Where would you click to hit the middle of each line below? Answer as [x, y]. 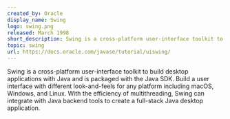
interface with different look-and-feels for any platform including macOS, [111, 86]
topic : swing [26, 45]
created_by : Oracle [35, 13]
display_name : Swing [37, 20]
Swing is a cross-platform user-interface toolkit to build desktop [98, 71]
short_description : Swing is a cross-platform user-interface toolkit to [115, 39]
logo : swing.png [30, 26]
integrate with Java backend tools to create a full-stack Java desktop [105, 100]
